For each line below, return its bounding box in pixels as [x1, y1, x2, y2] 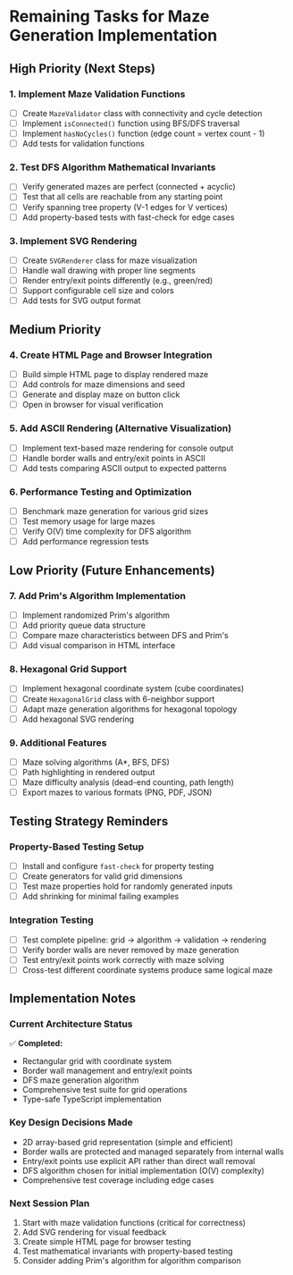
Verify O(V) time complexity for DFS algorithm [21, 526, 192, 537]
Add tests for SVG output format [21, 295, 141, 306]
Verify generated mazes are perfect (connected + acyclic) [21, 182, 237, 192]
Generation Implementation [9, 25, 218, 46]
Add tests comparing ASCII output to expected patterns [21, 462, 228, 473]
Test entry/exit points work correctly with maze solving [21, 954, 225, 965]
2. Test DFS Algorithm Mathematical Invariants [9, 161, 216, 173]
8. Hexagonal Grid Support [9, 663, 128, 676]
